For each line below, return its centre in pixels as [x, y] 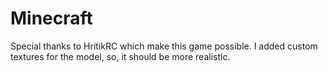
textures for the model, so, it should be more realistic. [120, 56]
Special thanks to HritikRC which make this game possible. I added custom [164, 46]
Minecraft [51, 18]
